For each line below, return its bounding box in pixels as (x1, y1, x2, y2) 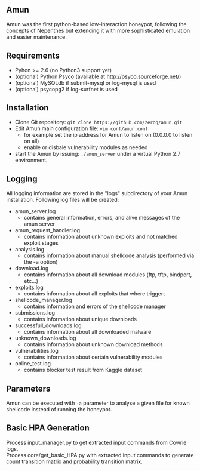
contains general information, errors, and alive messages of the (23, 214, 180, 221)
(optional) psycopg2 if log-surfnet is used (14, 85, 118, 93)
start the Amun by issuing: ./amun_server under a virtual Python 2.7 (14, 150, 181, 158)
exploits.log (14, 284, 44, 291)
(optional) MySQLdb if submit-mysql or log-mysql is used (14, 79, 156, 86)
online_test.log (14, 360, 51, 367)
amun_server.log (14, 208, 56, 215)
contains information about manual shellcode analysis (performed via (23, 252, 195, 259)
